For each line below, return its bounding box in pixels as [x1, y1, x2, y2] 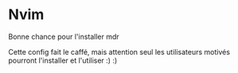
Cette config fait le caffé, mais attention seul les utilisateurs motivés [8, 47, 231, 56]
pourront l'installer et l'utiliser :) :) [8, 56, 118, 65]
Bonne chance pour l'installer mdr [8, 32, 119, 41]
